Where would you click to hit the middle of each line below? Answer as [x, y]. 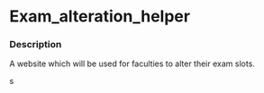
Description [36, 45]
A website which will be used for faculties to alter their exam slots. [132, 63]
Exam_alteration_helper [100, 17]
